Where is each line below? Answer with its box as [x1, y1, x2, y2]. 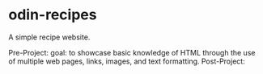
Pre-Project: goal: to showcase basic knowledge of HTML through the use [8, 47, 256, 57]
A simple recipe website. [8, 32, 91, 42]
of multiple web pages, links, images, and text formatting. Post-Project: [8, 56, 245, 66]
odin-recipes [8, 6, 97, 24]
